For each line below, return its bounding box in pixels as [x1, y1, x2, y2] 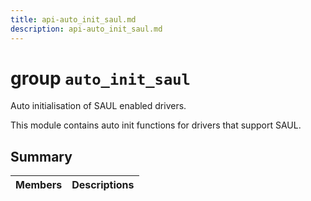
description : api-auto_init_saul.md [10, 24, 163, 34]
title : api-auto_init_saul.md [10, 14, 137, 25]
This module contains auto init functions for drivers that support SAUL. [10, 119, 302, 131]
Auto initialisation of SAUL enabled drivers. [10, 100, 187, 112]
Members [15, 178, 63, 192]
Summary [10, 148, 73, 165]
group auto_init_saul [10, 67, 191, 90]
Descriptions [71, 178, 135, 192]
